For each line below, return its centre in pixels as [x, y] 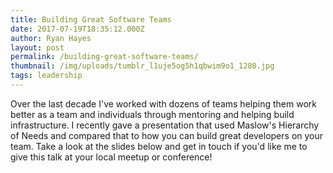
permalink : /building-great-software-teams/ [104, 57]
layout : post [37, 47]
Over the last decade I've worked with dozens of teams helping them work [163, 103]
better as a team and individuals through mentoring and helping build [152, 114]
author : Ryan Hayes [51, 38]
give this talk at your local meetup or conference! [111, 157]
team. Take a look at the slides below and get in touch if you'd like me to [159, 146]
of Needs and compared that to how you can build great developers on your [167, 135]
